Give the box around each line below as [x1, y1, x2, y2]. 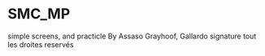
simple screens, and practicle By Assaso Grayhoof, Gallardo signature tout [7, 31, 257, 41]
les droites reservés [7, 39, 74, 49]
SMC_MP [7, 5, 71, 23]
